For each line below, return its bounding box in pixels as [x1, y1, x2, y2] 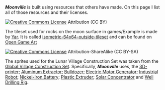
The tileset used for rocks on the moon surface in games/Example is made [5, 29, 158, 34]
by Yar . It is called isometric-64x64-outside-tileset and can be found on [5, 34, 152, 40]
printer [5, 69, 19, 75]
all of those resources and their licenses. [5, 9, 88, 15]
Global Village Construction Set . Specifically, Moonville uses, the [5, 64, 138, 69]
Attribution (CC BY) [68, 19, 107, 25]
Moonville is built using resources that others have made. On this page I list [5, 4, 160, 10]
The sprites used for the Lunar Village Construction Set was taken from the [5, 58, 159, 64]
